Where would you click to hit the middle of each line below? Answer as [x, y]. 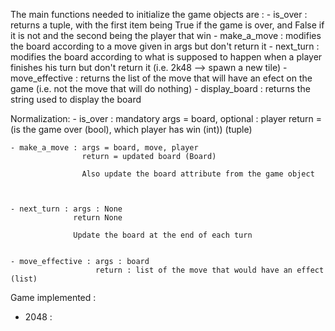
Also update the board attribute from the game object [198, 174]
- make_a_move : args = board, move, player [104, 148]
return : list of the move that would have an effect [210, 270]
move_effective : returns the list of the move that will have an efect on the [161, 78]
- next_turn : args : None [66, 209]
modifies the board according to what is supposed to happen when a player [166, 57]
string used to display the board [76, 99]
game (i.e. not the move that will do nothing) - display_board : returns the [160, 88]
